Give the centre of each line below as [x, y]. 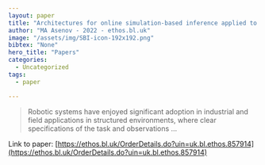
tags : [17, 75]
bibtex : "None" [33, 45]
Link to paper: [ [33, 144]
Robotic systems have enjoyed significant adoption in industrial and [138, 111]
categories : [28, 60]
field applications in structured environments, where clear [122, 120]
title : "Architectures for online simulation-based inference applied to [133, 23]
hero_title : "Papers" [44, 52]
